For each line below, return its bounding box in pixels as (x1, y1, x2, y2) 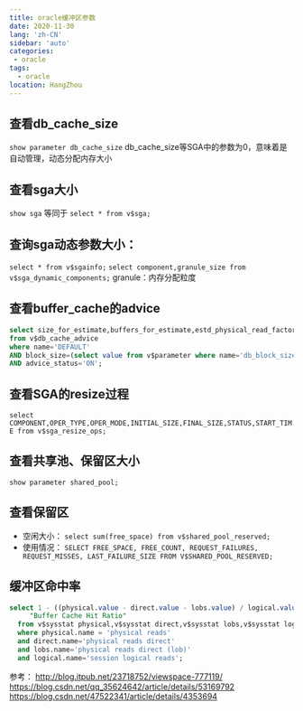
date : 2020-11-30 (9, 22, 75, 31)
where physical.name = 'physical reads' (17, 629, 171, 638)
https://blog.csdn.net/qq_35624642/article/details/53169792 (9, 681, 235, 692)
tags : (9, 64, 30, 73)
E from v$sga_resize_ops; (9, 426, 106, 436)
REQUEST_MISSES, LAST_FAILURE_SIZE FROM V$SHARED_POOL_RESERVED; (22, 552, 273, 561)
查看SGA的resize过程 (9, 386, 129, 402)
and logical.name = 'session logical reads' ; (17, 653, 183, 662)
